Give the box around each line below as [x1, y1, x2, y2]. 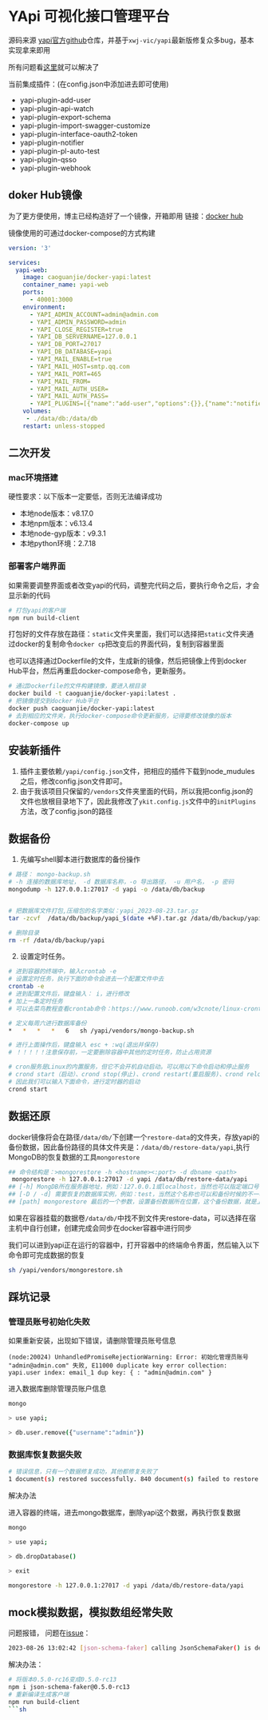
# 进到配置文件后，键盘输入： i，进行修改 [8, 990, 130, 998]
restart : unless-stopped [22, 421, 105, 430]
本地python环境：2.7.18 [19, 539, 97, 549]
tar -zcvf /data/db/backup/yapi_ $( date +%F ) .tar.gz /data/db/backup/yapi [8, 914, 262, 922]
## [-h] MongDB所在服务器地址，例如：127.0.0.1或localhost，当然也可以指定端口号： [8, 1183, 266, 1191]
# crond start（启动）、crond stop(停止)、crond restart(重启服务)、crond [8, 1071, 243, 1079]
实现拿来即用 [8, 45, 50, 54]
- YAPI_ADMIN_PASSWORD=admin [29, 317, 127, 326]
